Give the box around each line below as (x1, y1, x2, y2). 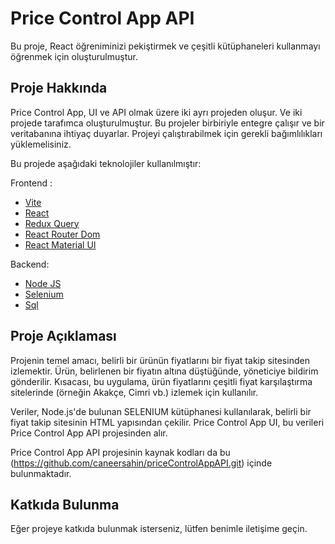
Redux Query (24, 217, 80, 229)
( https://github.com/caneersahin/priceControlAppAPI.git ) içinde (10, 457, 273, 469)
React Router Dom (24, 228, 101, 240)
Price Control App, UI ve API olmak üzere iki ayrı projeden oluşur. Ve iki (10, 106, 303, 118)
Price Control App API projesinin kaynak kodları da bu (10, 446, 231, 458)
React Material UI (24, 238, 97, 251)
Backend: (10, 258, 50, 270)
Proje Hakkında (10, 80, 108, 97)
